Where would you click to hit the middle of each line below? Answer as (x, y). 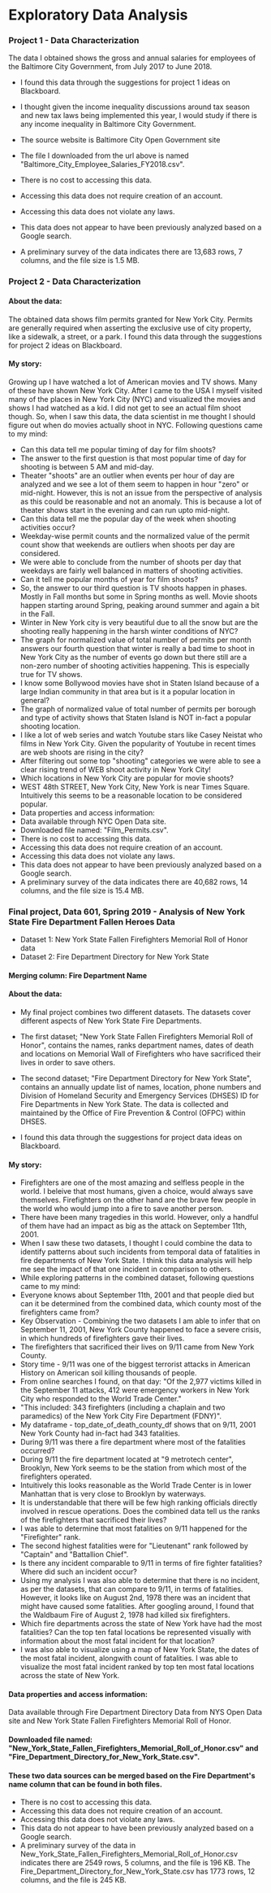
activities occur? (47, 527)
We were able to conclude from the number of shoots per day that (131, 562)
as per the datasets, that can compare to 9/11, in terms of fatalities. (131, 1589)
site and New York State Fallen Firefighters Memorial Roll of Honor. (120, 1721)
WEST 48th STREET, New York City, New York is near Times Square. (135, 786)
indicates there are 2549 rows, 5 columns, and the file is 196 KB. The (135, 1863)
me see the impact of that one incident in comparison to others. (127, 1269)
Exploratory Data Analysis (98, 15)
